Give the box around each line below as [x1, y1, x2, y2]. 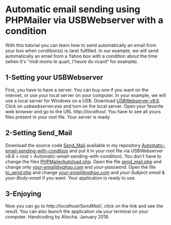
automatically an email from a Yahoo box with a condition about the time [5, 53, 158, 59]
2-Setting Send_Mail [5, 129, 73, 137]
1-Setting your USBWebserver [5, 73, 103, 82]
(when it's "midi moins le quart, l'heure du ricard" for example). [5, 58, 138, 64]
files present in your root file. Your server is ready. [5, 114, 111, 120]
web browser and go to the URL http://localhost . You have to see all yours [5, 108, 161, 114]
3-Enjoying [5, 189, 42, 198]
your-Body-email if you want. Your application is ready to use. [5, 174, 136, 181]
